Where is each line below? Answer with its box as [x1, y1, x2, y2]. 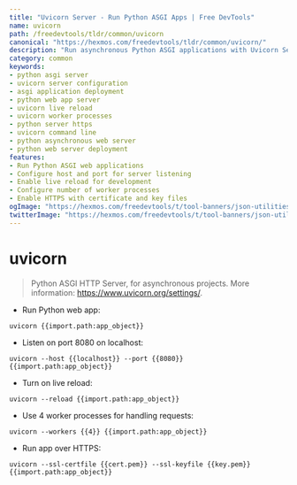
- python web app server [9, 95, 101, 104]
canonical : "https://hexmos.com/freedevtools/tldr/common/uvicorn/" [9, 37, 267, 47]
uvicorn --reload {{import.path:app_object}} [9, 395, 179, 404]
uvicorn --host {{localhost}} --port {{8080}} [9, 354, 184, 363]
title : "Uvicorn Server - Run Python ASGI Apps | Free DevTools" [9, 12, 255, 22]
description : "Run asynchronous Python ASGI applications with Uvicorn [9, 46, 278, 55]
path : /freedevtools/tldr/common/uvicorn [9, 29, 164, 38]
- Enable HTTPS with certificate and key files [9, 194, 188, 204]
